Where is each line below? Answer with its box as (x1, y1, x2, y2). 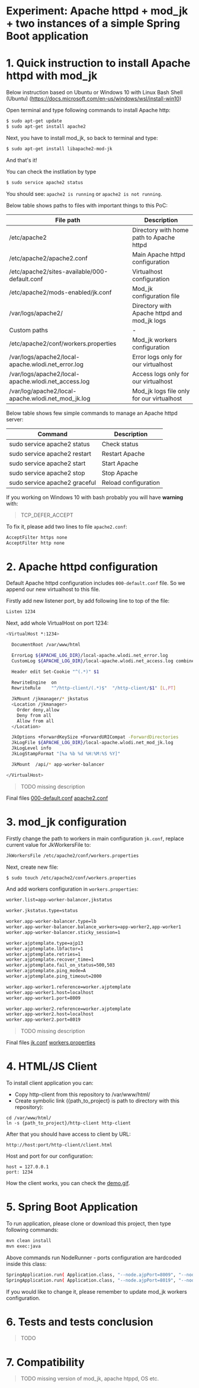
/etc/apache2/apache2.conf (9, 254, 88, 262)
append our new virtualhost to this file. (6, 586, 101, 593)
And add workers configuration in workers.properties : (6, 885, 139, 892)
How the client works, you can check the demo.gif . (6, 1180, 130, 1187)
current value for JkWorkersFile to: (6, 841, 91, 848)
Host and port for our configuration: (6, 1152, 94, 1160)
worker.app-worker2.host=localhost (6, 1011, 94, 1017)
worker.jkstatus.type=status (6, 908, 78, 914)
